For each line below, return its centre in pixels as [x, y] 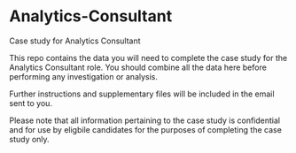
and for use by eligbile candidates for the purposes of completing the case [145, 129]
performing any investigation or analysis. [83, 76]
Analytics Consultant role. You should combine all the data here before [138, 67]
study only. [30, 139]
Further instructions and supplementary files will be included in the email [142, 94]
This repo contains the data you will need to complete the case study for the [148, 57]
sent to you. [31, 103]
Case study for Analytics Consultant [75, 41]
